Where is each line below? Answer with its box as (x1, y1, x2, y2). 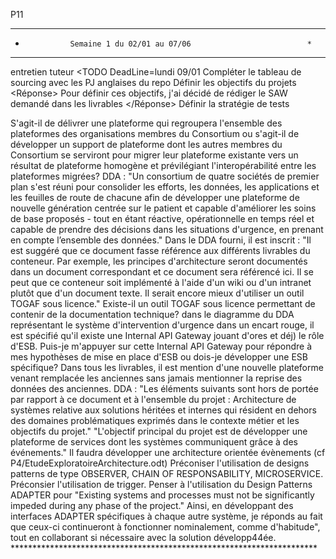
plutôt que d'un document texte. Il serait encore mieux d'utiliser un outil (10, 287, 305, 299)
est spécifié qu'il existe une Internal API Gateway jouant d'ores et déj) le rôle (10, 330, 325, 341)
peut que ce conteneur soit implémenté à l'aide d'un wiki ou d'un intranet (10, 277, 312, 288)
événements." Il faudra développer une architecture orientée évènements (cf (10, 447, 326, 458)
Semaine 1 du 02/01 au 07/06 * (69, 39, 312, 49)
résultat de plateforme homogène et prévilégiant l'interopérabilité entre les (10, 160, 317, 171)
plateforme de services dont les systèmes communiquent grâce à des (10, 436, 298, 448)
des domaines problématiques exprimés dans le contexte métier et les (10, 415, 300, 426)
